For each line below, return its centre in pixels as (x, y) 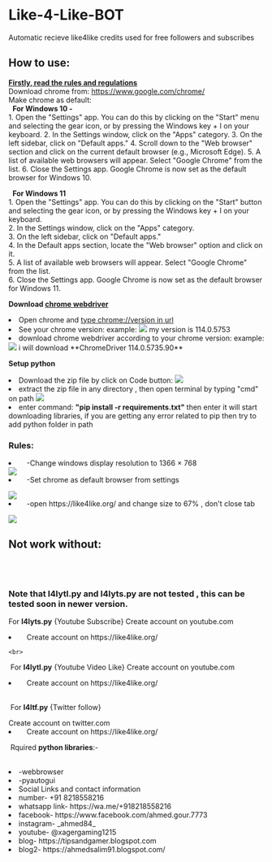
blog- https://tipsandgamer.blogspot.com (88, 841)
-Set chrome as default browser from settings (103, 480)
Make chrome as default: (50, 100)
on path (22, 398)
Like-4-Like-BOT (66, 15)
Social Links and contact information (80, 789)
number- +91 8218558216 (61, 798)
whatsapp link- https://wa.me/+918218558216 (95, 807)
